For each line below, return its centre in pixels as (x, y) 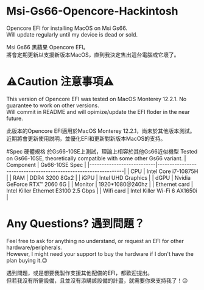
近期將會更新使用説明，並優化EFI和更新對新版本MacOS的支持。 (86, 138)
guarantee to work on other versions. (53, 105)
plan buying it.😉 (27, 260)
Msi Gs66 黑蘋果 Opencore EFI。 (48, 47)
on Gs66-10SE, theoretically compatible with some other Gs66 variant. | (96, 158)
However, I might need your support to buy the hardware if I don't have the (100, 253)
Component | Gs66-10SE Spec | (46, 164)
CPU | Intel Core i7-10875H (164, 171)
